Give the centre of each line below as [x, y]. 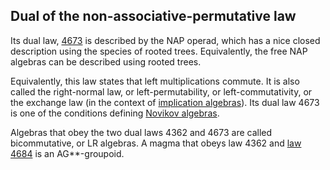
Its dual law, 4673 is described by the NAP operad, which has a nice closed [165, 40]
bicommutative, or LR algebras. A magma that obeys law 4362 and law [156, 143]
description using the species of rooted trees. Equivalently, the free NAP [159, 51]
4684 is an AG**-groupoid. [67, 153]
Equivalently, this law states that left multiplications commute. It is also [155, 81]
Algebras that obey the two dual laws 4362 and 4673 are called [141, 132]
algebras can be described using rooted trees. [106, 61]
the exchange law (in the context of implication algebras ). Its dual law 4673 [165, 102]
